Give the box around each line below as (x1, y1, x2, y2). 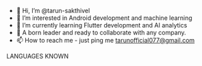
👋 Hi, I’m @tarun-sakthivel (16, 7, 90, 14)
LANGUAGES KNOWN (6, 52, 69, 60)
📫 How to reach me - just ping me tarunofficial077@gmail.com (16, 36, 195, 44)
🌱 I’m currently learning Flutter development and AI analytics (16, 21, 188, 29)
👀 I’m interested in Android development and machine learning (16, 14, 192, 22)
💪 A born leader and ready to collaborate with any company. (16, 28, 186, 36)
